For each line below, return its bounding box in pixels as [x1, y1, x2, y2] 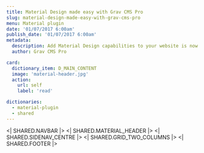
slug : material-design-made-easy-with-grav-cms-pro [6, 15, 140, 21]
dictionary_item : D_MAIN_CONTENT [12, 65, 97, 71]
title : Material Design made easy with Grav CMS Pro [6, 9, 144, 15]
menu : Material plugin [6, 20, 64, 26]
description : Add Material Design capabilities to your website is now [12, 43, 199, 49]
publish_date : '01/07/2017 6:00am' [6, 32, 97, 38]
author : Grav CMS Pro [12, 49, 67, 55]
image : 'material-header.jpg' [12, 71, 89, 77]
